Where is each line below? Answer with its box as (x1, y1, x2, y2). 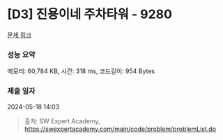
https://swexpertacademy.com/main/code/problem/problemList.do (24, 125, 217, 133)
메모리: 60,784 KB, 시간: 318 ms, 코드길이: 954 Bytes (7, 67, 155, 75)
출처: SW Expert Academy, (24, 116, 100, 125)
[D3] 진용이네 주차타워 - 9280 (7, 6, 173, 22)
